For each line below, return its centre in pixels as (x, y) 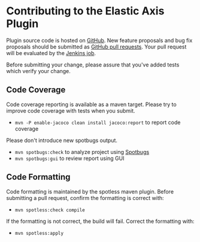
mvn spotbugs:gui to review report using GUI (69, 158)
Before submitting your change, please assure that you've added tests (93, 65)
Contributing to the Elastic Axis (85, 11)
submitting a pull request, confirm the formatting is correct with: (85, 198)
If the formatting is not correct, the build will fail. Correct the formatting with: (100, 221)
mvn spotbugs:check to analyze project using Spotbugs (82, 152)
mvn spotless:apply (39, 233)
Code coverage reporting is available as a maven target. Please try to (91, 104)
